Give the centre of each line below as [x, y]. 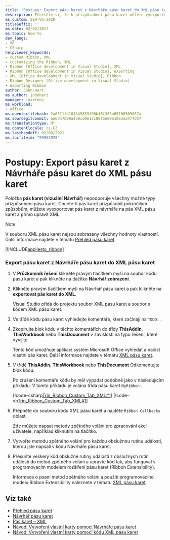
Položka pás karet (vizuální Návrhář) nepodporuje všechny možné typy [80, 198]
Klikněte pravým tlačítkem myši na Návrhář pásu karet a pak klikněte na [87, 289]
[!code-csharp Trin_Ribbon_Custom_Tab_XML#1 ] [62, 395]
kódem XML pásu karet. [37, 309]
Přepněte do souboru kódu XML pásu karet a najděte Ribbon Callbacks [87, 411]
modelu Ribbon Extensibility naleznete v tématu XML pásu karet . [80, 483]
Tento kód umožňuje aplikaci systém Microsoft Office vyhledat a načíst [86, 350]
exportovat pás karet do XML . [45, 294]
